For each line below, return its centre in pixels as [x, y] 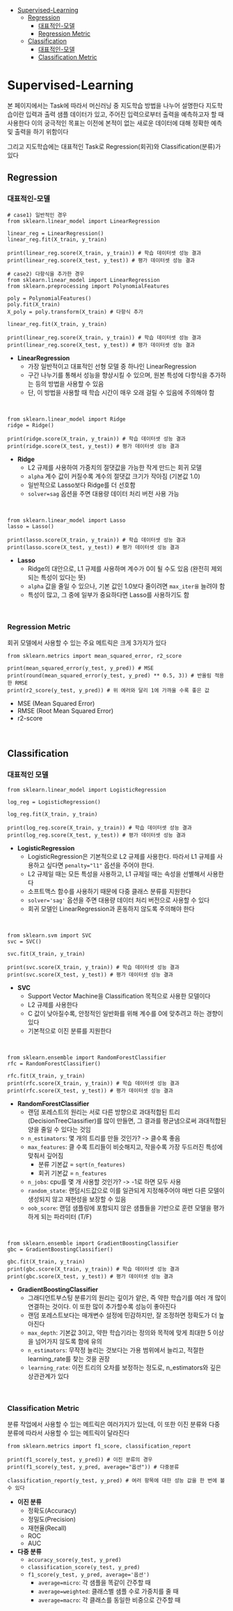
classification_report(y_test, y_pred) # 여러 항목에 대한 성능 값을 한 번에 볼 [116, 1481]
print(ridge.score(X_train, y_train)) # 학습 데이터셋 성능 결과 [97, 439]
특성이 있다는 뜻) [63, 577]
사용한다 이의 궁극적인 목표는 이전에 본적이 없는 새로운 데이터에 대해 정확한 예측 [115, 123]
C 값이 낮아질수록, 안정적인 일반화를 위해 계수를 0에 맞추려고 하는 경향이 [126, 1013]
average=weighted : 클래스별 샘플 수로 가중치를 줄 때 [108, 1591]
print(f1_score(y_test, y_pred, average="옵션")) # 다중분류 [93, 1467]
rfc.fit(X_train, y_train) [46, 1076]
